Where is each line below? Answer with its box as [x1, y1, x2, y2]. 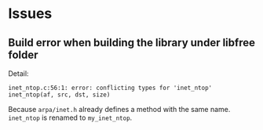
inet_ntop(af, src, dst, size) [8, 91, 111, 99]
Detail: [8, 69, 29, 78]
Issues [8, 5, 53, 23]
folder [8, 48, 38, 61]
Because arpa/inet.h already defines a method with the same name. [8, 105, 231, 114]
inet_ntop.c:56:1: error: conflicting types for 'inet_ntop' [8, 84, 213, 92]
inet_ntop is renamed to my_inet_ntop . [8, 113, 133, 122]
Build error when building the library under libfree [8, 36, 255, 49]
